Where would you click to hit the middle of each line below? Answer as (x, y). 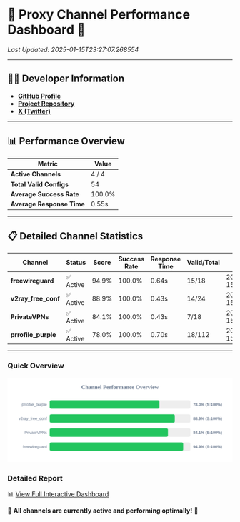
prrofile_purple (33, 334)
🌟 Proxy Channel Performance (99, 15)
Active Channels (36, 174)
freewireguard (32, 281)
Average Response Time (48, 204)
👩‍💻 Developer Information (66, 79)
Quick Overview (36, 366)
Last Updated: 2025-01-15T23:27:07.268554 (73, 49)
